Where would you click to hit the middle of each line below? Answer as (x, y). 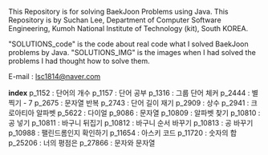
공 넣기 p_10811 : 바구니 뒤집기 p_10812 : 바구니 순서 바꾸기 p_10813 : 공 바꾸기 (131, 123)
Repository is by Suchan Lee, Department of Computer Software (115, 20)
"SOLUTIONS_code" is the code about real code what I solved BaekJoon (128, 44)
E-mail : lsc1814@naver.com (55, 76)
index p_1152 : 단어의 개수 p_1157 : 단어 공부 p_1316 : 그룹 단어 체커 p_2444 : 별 (134, 93)
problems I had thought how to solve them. (79, 61)
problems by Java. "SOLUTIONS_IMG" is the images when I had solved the (132, 52)
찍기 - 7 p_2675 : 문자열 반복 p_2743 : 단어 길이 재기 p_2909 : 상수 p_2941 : (129, 103)
